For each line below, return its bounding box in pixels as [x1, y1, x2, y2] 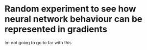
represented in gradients [4, 24, 107, 35]
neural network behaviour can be [4, 13, 143, 25]
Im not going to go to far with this [4, 39, 72, 45]
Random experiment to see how [4, 3, 136, 14]
